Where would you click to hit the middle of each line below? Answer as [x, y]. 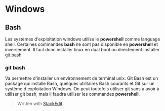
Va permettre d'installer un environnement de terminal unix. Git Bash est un [82, 78]
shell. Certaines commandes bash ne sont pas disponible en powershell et [82, 44]
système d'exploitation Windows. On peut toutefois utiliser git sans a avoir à [82, 89]
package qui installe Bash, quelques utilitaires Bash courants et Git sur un [80, 84]
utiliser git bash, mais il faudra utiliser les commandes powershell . [73, 94]
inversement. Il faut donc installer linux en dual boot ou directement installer [82, 50]
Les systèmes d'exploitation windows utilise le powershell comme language [83, 39]
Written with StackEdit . [41, 104]
